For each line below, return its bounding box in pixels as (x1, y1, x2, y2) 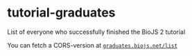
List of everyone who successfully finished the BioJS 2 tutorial (7, 28, 186, 36)
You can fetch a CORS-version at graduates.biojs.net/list (7, 41, 178, 49)
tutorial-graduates (7, 5, 116, 21)
